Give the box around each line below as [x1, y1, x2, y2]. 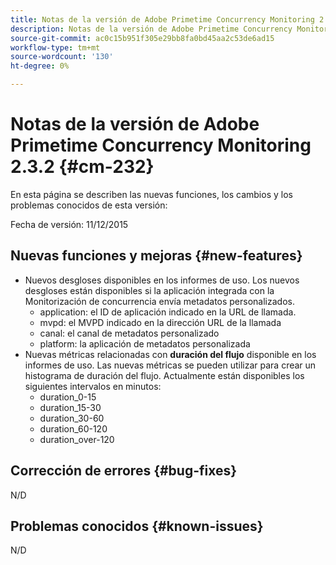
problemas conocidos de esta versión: [10, 199, 168, 211]
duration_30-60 [39, 412, 105, 424]
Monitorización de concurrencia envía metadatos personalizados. [24, 295, 295, 307]
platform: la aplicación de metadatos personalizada [39, 337, 251, 350]
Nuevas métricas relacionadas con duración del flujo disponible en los [24, 348, 317, 360]
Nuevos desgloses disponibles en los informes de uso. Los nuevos [24, 274, 300, 286]
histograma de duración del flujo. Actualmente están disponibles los [24, 369, 305, 381]
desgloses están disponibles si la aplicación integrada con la [24, 284, 275, 296]
